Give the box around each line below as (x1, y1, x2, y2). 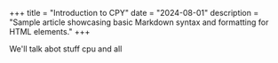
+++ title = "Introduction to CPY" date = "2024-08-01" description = (9, 8, 259, 18)
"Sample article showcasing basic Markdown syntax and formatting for (9, 17, 269, 28)
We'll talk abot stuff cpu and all (9, 43, 123, 54)
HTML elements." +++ (9, 27, 91, 36)
